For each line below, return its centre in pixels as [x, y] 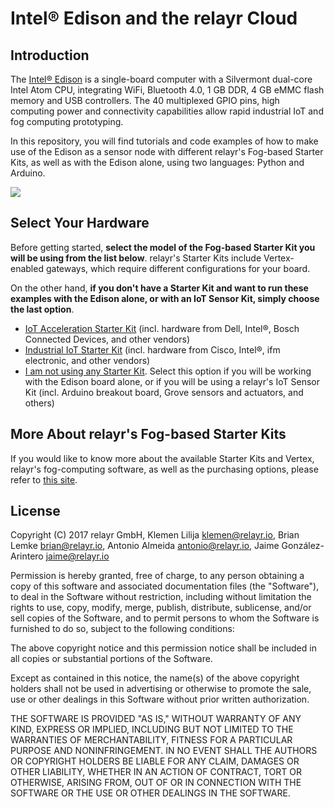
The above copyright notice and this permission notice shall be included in [163, 648]
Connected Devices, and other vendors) [107, 339]
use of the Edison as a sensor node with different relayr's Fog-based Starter [167, 151]
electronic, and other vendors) [87, 360]
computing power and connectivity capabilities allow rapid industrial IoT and [167, 111]
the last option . [42, 309]
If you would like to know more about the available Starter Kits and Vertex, [162, 458]
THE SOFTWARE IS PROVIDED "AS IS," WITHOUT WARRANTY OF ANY [156, 719]
